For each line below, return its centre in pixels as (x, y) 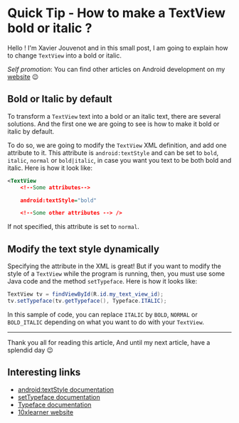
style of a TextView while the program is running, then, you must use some (116, 274)
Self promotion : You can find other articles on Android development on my (116, 69)
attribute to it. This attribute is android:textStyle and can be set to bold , (113, 152)
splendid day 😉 (30, 350)
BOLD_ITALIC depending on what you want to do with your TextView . (106, 322)
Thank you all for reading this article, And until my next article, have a (109, 342)
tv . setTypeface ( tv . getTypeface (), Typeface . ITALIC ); (87, 301)
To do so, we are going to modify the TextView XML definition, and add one (117, 145)
